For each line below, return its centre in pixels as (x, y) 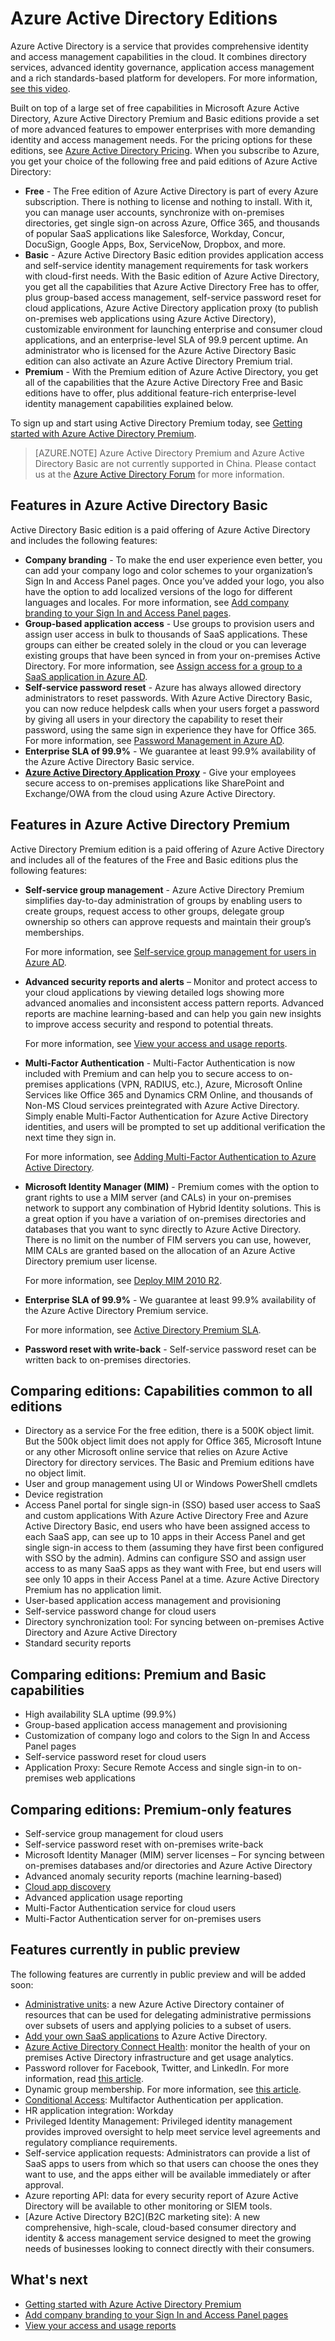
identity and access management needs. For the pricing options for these (161, 139)
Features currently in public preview (125, 1950)
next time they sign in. (70, 1137)
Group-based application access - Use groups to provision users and (169, 623)
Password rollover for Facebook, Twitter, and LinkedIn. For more (157, 2068)
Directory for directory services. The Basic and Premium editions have (169, 1463)
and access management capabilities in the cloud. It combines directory (158, 56)
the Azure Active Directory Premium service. (116, 1310)
